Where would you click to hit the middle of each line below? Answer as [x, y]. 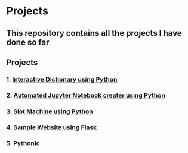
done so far [28, 42]
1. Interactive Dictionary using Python [62, 79]
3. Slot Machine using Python [50, 111]
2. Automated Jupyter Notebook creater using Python [86, 95]
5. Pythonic [23, 143]
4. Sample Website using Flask [52, 127]
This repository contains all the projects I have [94, 33]
